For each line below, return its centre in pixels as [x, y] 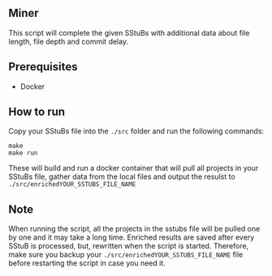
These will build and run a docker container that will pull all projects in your [134, 168]
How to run [37, 112]
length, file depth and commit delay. [68, 41]
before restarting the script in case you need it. [87, 263]
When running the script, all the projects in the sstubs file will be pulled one [134, 229]
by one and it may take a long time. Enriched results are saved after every [132, 237]
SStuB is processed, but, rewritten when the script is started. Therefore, [129, 246]
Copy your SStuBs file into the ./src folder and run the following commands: [136, 131]
